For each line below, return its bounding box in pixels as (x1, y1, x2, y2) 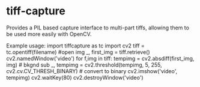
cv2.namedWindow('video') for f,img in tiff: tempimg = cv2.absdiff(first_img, (6, 55, 195, 62)
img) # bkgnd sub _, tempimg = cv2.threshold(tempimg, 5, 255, (6, 61, 162, 68)
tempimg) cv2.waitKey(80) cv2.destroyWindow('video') (6, 74, 144, 81)
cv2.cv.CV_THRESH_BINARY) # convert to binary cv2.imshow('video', (6, 67, 178, 74)
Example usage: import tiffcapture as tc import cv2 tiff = (6, 42, 145, 49)
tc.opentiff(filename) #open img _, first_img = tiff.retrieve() (6, 48, 150, 55)
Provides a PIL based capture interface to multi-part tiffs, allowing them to (6, 24, 189, 31)
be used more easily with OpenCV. (6, 30, 92, 37)
